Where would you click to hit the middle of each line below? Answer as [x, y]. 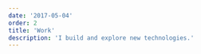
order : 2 [23, 23]
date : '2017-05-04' [41, 15]
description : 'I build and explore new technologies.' [101, 38]
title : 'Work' [32, 30]
